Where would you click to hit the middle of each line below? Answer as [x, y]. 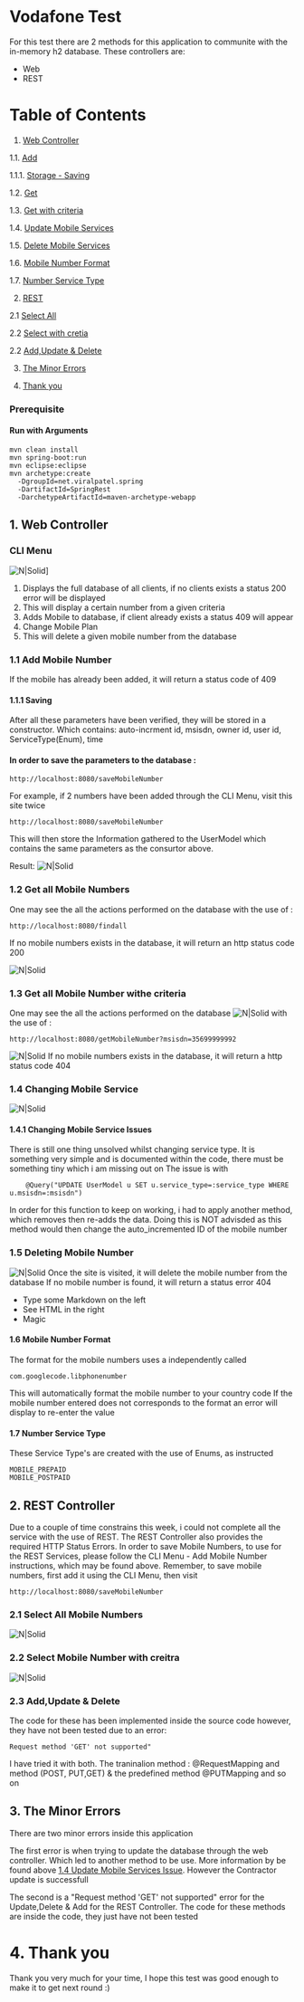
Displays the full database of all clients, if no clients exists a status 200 [154, 588]
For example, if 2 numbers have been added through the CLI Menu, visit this [151, 796]
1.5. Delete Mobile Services [60, 245]
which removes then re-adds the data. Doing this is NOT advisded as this [146, 1220]
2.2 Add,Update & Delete [56, 350]
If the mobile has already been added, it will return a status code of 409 [143, 679]
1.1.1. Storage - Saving [50, 175]
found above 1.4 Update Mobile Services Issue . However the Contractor [143, 1870]
